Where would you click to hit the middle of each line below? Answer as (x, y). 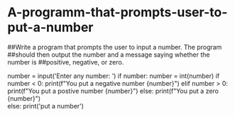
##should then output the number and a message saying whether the (109, 55)
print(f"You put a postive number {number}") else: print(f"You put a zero (113, 91)
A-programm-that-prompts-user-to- (117, 12)
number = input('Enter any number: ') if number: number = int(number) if (114, 76)
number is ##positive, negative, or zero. (66, 62)
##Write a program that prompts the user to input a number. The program (115, 47)
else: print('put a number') (45, 106)
